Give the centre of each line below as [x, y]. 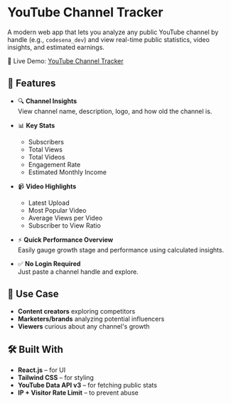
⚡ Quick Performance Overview [65, 240]
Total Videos [47, 156]
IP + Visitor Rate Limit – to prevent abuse [78, 393]
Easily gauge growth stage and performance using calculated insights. [121, 250]
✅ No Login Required [49, 263]
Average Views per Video [65, 218]
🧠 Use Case [33, 294]
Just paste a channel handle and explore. [78, 272]
